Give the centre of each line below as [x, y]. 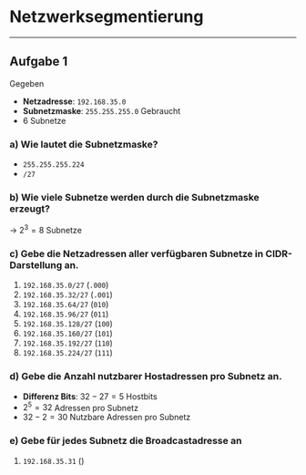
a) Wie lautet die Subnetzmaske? [84, 144]
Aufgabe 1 [39, 62]
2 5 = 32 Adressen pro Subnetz [81, 407]
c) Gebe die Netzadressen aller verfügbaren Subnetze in [137, 253]
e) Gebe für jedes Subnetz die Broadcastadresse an [126, 441]
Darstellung [36, 264]
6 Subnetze [44, 120]
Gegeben [27, 83]
